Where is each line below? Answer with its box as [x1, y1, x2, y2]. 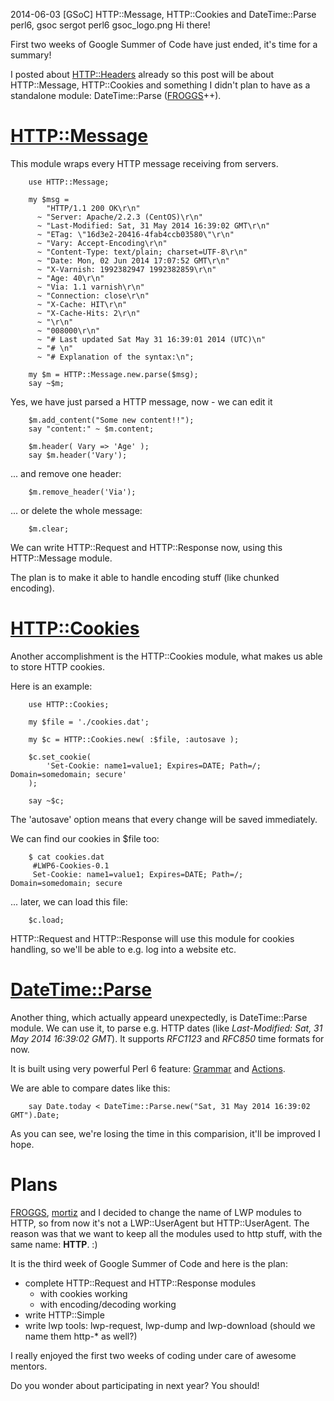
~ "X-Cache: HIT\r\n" [36, 299, 128, 309]
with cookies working [39, 1287, 128, 1299]
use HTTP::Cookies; [28, 699, 110, 709]
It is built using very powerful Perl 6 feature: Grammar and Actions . [10, 1062, 286, 1074]
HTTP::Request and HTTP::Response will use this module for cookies [10, 932, 295, 944]
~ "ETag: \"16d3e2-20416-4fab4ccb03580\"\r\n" [36, 229, 235, 239]
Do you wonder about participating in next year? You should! [10, 1379, 260, 1391]
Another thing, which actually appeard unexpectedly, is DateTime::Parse [10, 1011, 308, 1023]
